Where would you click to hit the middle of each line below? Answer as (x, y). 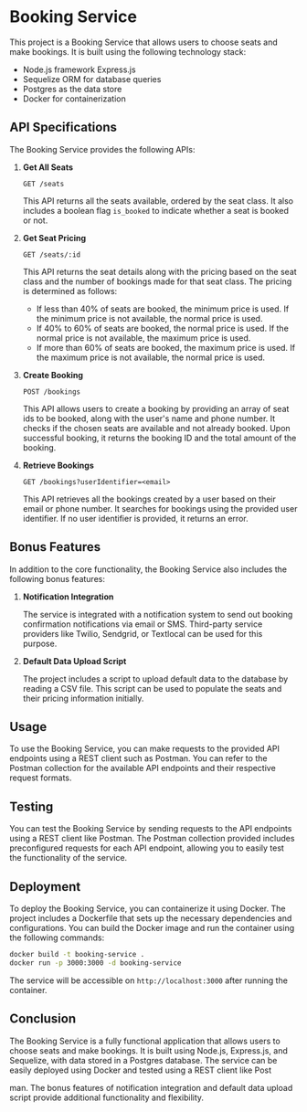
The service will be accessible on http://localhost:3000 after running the (148, 980)
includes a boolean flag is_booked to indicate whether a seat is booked (156, 210)
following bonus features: (57, 578)
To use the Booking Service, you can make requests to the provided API (145, 749)
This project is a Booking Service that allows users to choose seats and (144, 42)
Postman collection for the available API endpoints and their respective (143, 768)
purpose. (40, 643)
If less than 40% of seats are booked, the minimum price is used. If (163, 309)
